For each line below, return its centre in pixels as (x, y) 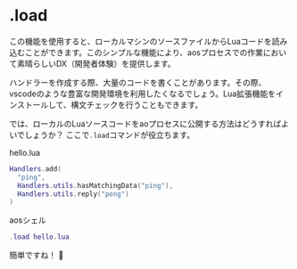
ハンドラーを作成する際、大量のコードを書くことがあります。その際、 (138, 82)
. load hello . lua (39, 237)
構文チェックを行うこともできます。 (137, 104)
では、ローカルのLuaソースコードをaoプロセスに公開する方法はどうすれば (145, 123)
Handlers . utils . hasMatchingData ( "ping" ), (95, 185)
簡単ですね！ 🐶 (37, 256)
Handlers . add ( (36, 169)
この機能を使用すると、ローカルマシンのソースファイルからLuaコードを (140, 41)
